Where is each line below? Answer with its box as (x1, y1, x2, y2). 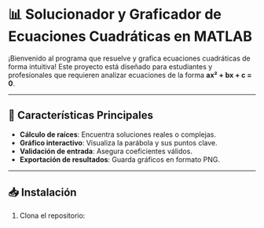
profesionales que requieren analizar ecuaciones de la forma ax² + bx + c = (8, 70, 252, 79)
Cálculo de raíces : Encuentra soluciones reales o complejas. (19, 130, 216, 139)
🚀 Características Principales (8, 108, 153, 122)
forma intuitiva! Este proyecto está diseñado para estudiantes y (8, 61, 213, 71)
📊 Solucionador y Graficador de (8, 6, 222, 24)
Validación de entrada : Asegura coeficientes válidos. (19, 146, 192, 156)
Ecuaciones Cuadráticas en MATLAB (8, 28, 253, 46)
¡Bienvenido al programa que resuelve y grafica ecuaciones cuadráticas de (8, 53, 251, 63)
